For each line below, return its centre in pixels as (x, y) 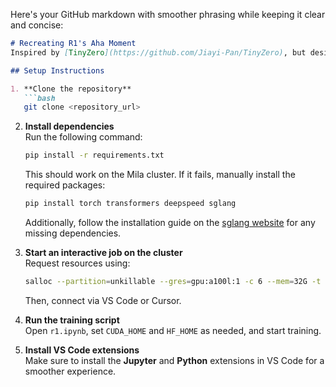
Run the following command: (83, 137)
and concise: (37, 25)
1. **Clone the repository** (71, 89)
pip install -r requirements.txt (94, 155)
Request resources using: (77, 263)
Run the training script (72, 320)
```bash (39, 98)
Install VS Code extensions (82, 350)
